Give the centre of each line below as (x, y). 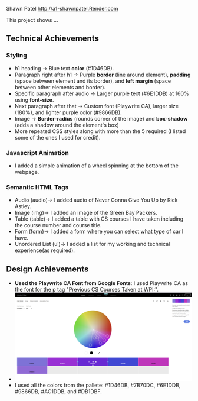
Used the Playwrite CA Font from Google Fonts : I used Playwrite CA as (101, 283)
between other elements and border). (60, 87)
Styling (17, 56)
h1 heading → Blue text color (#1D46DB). (64, 68)
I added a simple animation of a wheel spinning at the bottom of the (96, 166)
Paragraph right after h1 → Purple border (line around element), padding (103, 75)
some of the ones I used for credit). (57, 137)
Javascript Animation (37, 153)
